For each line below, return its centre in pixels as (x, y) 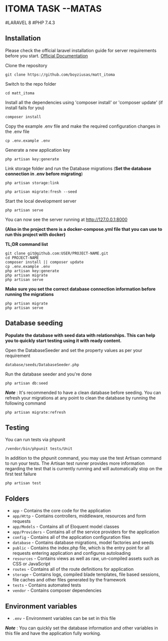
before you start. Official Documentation (47, 56)
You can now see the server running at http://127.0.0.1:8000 (66, 219)
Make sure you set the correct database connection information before (80, 289)
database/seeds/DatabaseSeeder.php (42, 365)
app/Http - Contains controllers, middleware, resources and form (79, 516)
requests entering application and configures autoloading (71, 553)
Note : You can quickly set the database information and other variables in (82, 628)
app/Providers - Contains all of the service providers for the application (86, 532)
